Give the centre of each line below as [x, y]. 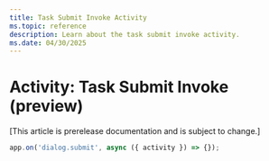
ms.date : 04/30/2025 [48, 43]
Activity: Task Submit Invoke [119, 87]
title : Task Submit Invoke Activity [78, 18]
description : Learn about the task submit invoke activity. [125, 34]
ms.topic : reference [48, 26]
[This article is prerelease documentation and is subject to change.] [135, 131]
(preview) [46, 107]
